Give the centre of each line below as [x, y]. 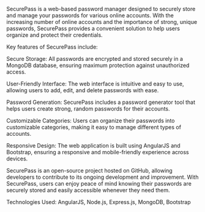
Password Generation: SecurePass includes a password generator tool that [101, 102]
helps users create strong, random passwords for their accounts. [88, 109]
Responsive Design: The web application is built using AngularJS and [93, 146]
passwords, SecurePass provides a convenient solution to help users [93, 28]
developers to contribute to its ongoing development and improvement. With [102, 177]
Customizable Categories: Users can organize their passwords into [91, 120]
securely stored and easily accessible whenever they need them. [88, 190]
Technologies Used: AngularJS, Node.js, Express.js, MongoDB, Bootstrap [99, 202]
